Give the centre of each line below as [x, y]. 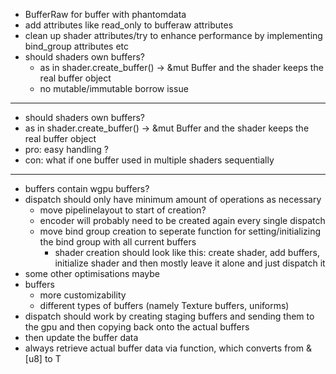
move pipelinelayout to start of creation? [123, 210]
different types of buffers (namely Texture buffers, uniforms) [164, 305]
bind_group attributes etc [77, 46]
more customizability [83, 295]
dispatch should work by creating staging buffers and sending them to [169, 316]
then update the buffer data [81, 337]
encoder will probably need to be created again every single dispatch [182, 220]
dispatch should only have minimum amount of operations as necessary [173, 199]
